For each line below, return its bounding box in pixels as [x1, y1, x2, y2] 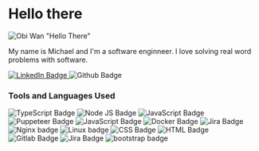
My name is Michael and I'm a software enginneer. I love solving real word [8, 46, 252, 56]
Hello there [8, 5, 83, 23]
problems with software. [8, 55, 88, 64]
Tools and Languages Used [8, 90, 116, 101]
